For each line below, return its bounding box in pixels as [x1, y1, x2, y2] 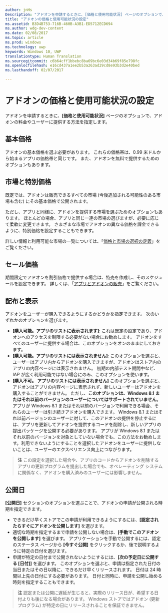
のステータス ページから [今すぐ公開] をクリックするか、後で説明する [12, 542, 155, 548]
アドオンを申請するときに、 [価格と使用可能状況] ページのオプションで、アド [5, 112, 163, 118]
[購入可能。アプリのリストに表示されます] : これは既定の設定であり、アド [12, 328, 163, 334]
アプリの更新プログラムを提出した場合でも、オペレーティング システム [17, 463, 163, 470]
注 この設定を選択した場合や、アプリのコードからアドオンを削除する [17, 457, 159, 463]
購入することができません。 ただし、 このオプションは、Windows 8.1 [12, 390, 154, 396]
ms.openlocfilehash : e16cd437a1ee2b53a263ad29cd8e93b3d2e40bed [5, 63, 140, 68]
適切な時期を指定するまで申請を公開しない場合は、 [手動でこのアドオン [12, 529, 159, 535]
